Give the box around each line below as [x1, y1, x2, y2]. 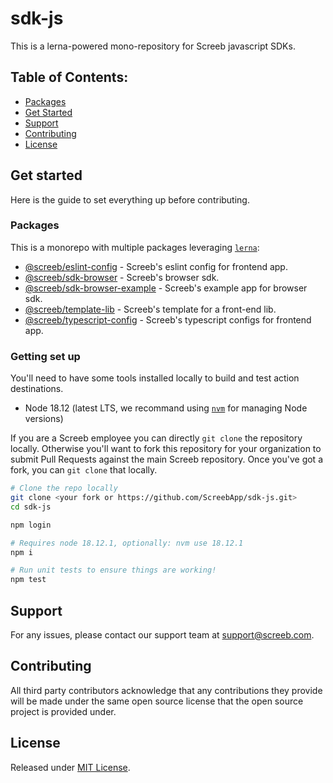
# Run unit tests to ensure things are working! [10, 565, 217, 576]
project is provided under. [10, 705, 117, 717]
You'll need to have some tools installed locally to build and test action [10, 372, 300, 384]
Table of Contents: [10, 69, 129, 86]
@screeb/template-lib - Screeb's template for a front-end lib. [24, 303, 277, 315]
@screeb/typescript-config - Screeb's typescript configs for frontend [24, 313, 312, 326]
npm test [10, 575, 47, 585]
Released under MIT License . [10, 761, 131, 773]
